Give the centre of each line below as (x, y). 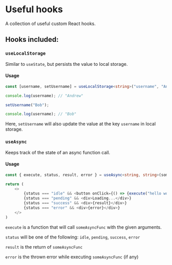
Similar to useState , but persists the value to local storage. (67, 64)
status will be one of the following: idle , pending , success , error (73, 237)
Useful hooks (34, 9)
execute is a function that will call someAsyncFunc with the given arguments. (84, 227)
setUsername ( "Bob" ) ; (27, 105)
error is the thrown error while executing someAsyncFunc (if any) (72, 257)
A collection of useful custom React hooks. (50, 23)
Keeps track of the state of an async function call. (58, 152)
